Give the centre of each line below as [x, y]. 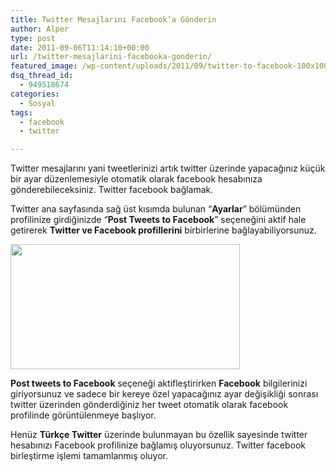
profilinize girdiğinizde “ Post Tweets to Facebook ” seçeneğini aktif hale [158, 220]
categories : [35, 94]
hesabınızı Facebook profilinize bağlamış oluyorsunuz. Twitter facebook [158, 445]
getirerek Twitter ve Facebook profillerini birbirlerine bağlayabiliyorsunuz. [163, 230]
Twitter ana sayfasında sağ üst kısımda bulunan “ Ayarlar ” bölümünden [156, 209]
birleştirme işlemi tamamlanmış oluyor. [89, 456]
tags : [21, 112]
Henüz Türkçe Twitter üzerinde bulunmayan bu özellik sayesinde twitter [159, 435]
